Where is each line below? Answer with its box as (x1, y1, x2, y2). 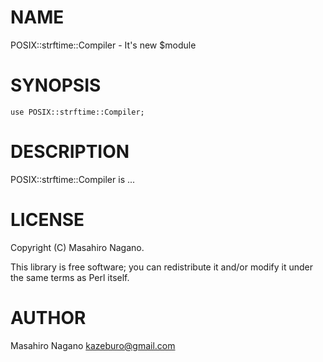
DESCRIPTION (10, 141, 130, 163)
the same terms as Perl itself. (10, 271, 130, 283)
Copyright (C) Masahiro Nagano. (10, 241, 145, 253)
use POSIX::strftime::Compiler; (10, 107, 145, 117)
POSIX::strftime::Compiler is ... (10, 173, 136, 185)
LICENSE (10, 209, 85, 231)
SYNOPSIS (10, 74, 102, 97)
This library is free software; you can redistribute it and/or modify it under (10, 261, 314, 273)
